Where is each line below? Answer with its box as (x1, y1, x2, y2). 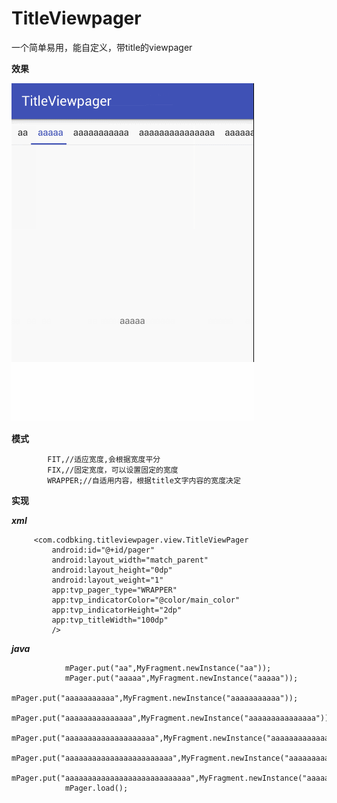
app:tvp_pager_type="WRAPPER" (51, 585, 178, 595)
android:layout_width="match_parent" (51, 555, 209, 565)
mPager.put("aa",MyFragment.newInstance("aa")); (64, 663, 272, 673)
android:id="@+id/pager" (51, 545, 156, 555)
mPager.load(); (64, 783, 129, 793)
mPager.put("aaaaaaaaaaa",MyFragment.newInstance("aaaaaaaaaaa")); (11, 693, 299, 703)
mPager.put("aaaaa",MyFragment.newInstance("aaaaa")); (64, 673, 299, 683)
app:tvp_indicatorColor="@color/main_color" (51, 595, 241, 605)
